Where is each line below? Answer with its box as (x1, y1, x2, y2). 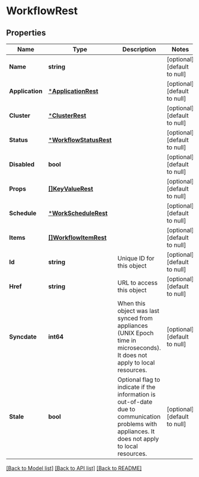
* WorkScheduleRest (48, 209, 108, 217)
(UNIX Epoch (117, 329, 154, 337)
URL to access (117, 279, 158, 286)
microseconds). (117, 344, 161, 352)
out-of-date (117, 398, 153, 406)
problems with (117, 420, 158, 428)
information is (117, 391, 156, 398)
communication (117, 412, 161, 421)
